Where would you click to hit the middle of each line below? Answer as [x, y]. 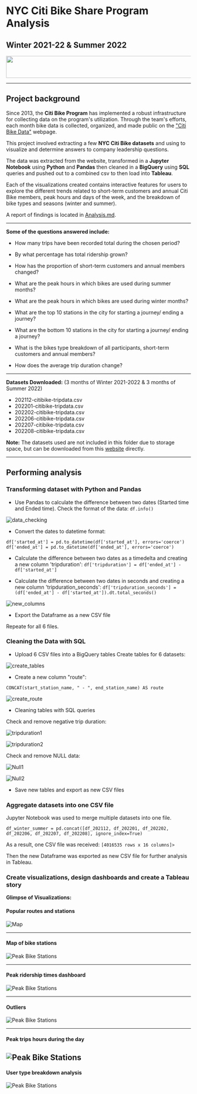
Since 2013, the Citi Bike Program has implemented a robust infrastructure [96, 113]
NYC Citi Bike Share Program [77, 11]
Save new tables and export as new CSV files [69, 790]
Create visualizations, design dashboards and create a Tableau [98, 878]
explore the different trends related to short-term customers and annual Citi [97, 191]
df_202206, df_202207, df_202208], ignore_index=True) [74, 834]
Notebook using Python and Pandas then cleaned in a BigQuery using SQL [98, 167]
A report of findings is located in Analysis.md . [61, 214]
